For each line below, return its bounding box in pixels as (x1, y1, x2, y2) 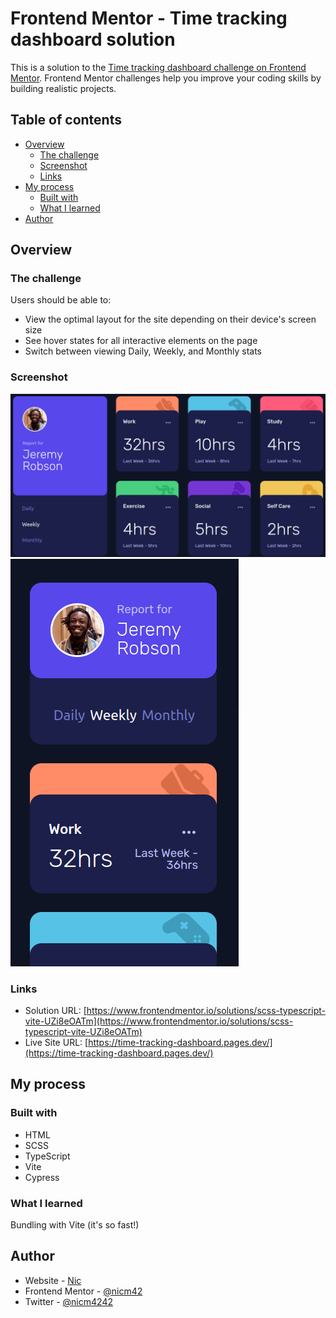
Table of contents (10, 112, 122, 129)
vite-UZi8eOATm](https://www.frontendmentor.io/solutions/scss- (24, 1015, 294, 1027)
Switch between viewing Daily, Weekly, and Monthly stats (24, 345, 262, 357)
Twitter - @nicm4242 (24, 1295, 113, 1307)
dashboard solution (10, 28, 176, 51)
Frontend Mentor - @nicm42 (24, 1285, 143, 1297)
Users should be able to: (10, 294, 112, 306)
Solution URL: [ (24, 1004, 87, 1016)
